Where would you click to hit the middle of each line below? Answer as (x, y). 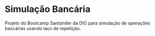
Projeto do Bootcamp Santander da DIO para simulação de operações (77, 23)
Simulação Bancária (48, 9)
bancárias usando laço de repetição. (43, 28)
